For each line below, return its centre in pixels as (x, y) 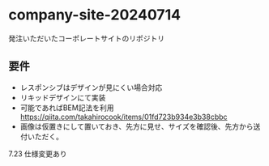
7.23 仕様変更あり (38, 153)
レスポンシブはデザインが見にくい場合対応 (91, 87)
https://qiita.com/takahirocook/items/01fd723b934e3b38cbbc (124, 117)
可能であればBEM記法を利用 (67, 108)
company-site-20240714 (94, 15)
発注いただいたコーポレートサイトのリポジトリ (86, 38)
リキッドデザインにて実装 (63, 97)
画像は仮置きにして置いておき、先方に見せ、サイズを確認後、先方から (137, 126)
